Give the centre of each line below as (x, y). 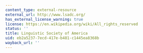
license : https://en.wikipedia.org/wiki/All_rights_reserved (72, 24)
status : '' (17, 29)
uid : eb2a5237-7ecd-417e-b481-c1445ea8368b (52, 38)
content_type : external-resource (41, 10)
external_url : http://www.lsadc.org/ (45, 15)
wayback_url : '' (22, 43)
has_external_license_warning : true (44, 19)
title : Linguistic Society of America (46, 33)
